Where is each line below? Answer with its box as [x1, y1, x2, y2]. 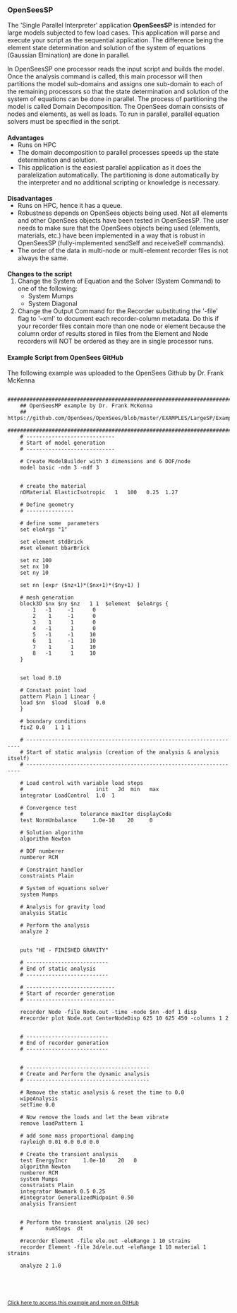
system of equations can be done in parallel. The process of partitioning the [7, 95, 228, 103]
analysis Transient [20, 1201, 78, 1208]
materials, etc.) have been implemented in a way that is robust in [17, 231, 206, 240]
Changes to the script [7, 270, 73, 279]
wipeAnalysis [20, 1095, 59, 1102]
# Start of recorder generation [20, 990, 115, 998]
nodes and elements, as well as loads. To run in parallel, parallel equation [7, 110, 220, 118]
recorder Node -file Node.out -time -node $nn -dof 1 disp [20, 1009, 197, 1016]
